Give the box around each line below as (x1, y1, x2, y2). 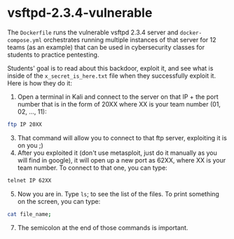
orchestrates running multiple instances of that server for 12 (43, 35, 216, 43)
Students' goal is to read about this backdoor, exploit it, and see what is (7, 64, 214, 72)
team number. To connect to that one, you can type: (17, 163, 168, 172)
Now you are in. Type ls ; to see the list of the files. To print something (17, 189, 219, 198)
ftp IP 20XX (7, 121, 42, 128)
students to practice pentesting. (7, 50, 99, 59)
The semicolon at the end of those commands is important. (17, 223, 188, 232)
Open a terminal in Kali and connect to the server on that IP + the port (17, 93, 219, 101)
